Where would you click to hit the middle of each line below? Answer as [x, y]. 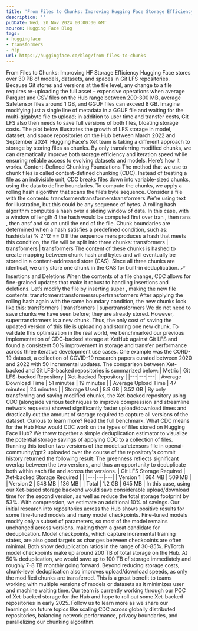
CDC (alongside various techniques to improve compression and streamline [98, 402]
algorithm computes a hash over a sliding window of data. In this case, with [98, 211]
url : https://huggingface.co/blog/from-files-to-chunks [76, 56]
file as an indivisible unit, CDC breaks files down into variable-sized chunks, [98, 179]
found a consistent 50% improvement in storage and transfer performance [97, 345]
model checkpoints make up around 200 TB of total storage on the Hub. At [97, 552]
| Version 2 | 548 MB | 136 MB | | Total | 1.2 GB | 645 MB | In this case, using [98, 483]
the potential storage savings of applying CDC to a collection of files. [90, 439]
